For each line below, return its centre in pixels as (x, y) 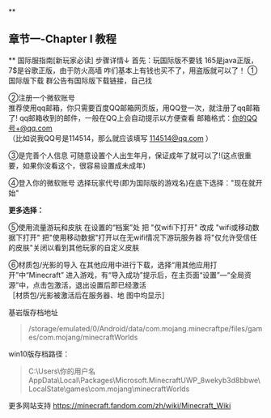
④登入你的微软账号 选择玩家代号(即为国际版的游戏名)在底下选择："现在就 (132, 182)
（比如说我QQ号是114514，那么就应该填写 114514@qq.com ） (110, 138)
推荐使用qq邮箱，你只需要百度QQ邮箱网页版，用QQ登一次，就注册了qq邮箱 (134, 108)
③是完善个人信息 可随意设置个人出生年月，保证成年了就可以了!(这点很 (127, 155)
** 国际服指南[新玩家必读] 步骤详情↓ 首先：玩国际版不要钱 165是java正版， (133, 60)
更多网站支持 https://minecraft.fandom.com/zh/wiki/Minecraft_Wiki (120, 405)
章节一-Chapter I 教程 (63, 39)
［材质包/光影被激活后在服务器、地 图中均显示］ (89, 295)
